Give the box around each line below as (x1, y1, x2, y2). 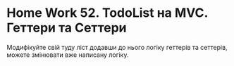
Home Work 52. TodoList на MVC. (6, 5, 209, 21)
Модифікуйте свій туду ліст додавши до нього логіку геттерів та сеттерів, (6, 43, 228, 51)
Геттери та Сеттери (6, 20, 128, 36)
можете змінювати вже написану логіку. (6, 51, 129, 59)
